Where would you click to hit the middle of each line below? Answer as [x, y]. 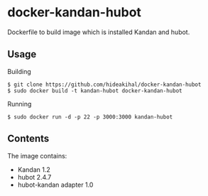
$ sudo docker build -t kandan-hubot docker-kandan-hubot [95, 91]
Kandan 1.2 [34, 169]
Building [20, 71]
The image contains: [37, 156]
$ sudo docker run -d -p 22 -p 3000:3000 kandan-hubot [90, 117]
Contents [28, 139]
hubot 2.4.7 [34, 177]
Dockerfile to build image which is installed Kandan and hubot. [99, 32]
